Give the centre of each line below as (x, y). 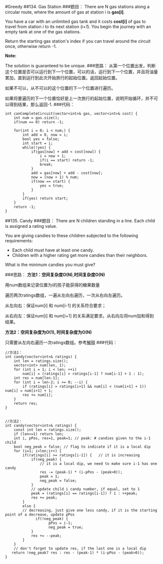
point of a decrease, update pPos (40, 515)
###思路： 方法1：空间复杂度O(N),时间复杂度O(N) (55, 274)
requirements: (19, 241)
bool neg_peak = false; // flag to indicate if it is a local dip (82, 447)
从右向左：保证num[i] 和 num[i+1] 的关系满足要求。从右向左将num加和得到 (80, 316)
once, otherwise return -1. (31, 46)
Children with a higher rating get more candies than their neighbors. (80, 255)
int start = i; (38, 143)
